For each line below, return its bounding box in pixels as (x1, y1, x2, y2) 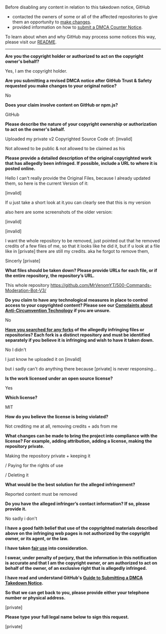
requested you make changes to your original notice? (5, 83, 117, 88)
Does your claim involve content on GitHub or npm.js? (5, 102, 118, 108)
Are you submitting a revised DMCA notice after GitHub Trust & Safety (5, 78, 152, 83)
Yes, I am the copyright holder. (5, 68, 68, 74)
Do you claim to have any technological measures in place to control (5, 297, 148, 303)
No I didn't (5, 347, 27, 353)
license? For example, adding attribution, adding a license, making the (5, 438, 152, 444)
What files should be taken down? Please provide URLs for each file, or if (5, 268, 157, 273)
